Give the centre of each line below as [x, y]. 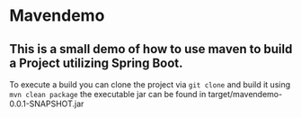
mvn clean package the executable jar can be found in [108, 94]
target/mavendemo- [245, 94]
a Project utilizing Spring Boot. [96, 63]
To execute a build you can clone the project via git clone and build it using [150, 85]
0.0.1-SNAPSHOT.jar [47, 104]
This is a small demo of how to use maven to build [151, 49]
